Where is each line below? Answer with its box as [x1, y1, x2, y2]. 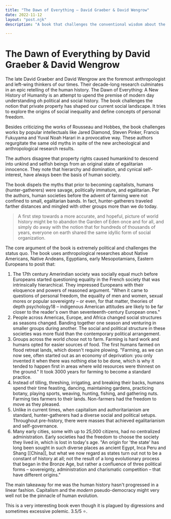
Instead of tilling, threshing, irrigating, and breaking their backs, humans [12, 380, 164, 386]
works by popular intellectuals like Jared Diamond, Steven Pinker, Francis [5, 129, 159, 135]
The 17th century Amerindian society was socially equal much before [12, 271, 158, 277]
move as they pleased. [12, 402, 60, 408]
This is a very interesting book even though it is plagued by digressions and [5, 503, 164, 509]
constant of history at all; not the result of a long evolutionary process [12, 456, 160, 462]
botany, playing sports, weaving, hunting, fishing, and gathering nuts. [12, 390, 159, 396]
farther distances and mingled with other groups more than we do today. [5, 203, 158, 209]
